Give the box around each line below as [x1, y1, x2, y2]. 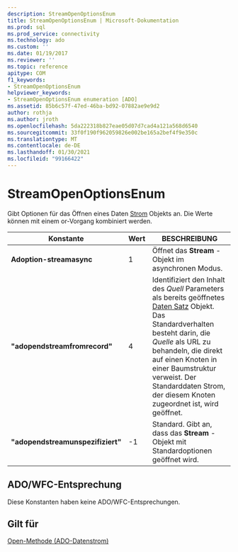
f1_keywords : [7, 76, 46, 84]
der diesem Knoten [152, 390, 216, 400]
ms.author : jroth [7, 116, 59, 123]
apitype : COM [7, 69, 46, 77]
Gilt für [7, 518, 39, 530]
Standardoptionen [152, 446, 212, 456]
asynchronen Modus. [152, 263, 223, 273]
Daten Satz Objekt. [152, 301, 215, 311]
